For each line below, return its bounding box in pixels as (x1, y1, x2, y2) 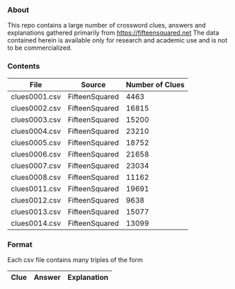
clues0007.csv (11, 161, 62, 171)
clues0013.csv (11, 207, 62, 217)
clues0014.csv (11, 218, 62, 228)
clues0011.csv (11, 183, 62, 193)
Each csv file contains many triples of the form (7, 255, 144, 263)
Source (81, 79, 106, 89)
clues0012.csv (11, 195, 62, 205)
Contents (7, 62, 40, 72)
